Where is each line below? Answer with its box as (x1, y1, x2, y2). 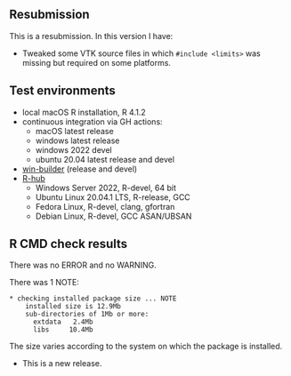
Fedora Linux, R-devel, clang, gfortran (35, 201, 175, 212)
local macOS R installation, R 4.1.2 (21, 107, 147, 117)
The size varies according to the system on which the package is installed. (9, 341, 283, 352)
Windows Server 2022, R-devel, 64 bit (35, 182, 176, 193)
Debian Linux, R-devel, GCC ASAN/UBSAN (35, 211, 192, 221)
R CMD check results (9, 236, 128, 252)
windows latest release (35, 135, 120, 146)
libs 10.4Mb (32, 325, 93, 334)
